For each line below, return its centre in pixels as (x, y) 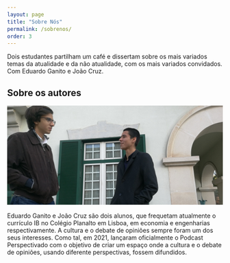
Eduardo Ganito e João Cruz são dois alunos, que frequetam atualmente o (112, 216)
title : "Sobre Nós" (35, 22)
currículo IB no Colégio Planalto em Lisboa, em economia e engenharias (108, 223)
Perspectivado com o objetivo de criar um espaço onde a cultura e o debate (115, 245)
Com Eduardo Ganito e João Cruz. (55, 71)
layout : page (26, 14)
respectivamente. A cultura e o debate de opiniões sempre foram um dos (110, 231)
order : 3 (20, 36)
